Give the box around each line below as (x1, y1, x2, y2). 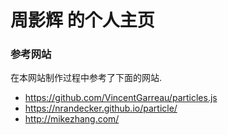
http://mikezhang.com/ (24, 113, 120, 125)
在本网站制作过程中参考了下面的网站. (10, 72, 163, 84)
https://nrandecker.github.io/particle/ (24, 102, 178, 115)
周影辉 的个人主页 (10, 9, 155, 32)
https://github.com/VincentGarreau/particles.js (24, 92, 218, 104)
